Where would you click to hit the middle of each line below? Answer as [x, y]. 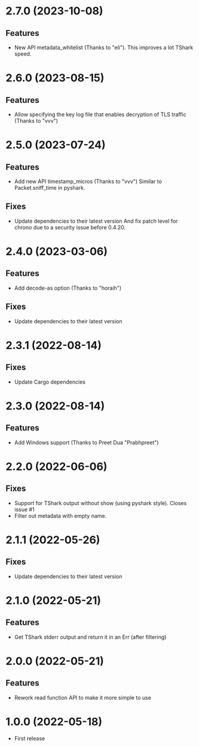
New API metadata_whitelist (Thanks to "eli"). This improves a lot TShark [104, 47]
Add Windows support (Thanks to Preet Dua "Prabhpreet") [86, 442]
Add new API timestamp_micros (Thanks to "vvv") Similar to [88, 181]
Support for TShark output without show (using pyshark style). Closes [100, 503]
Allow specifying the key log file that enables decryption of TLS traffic [100, 114]
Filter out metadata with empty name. [60, 515]
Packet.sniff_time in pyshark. [50, 188]
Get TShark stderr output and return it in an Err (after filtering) [90, 637]
